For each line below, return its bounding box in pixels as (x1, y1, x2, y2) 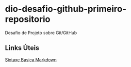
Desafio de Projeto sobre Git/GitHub (5, 30, 77, 35)
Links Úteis (5, 44, 40, 52)
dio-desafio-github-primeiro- (5, 3, 127, 15)
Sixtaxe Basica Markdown (5, 57, 57, 63)
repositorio (5, 14, 50, 25)
